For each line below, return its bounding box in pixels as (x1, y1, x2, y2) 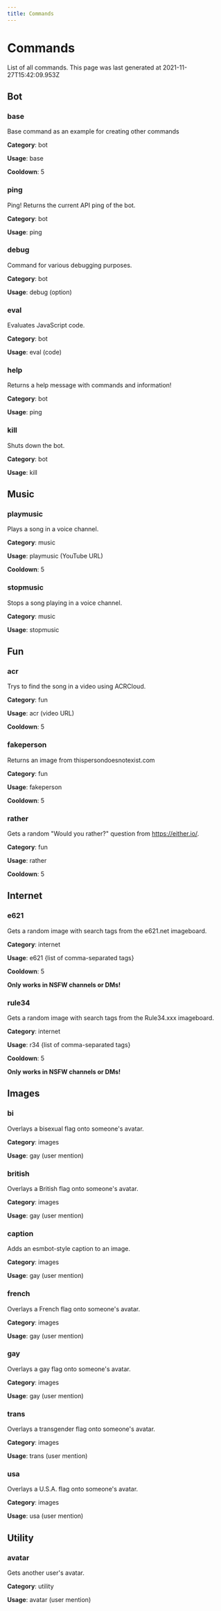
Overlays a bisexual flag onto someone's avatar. (7, 1124, 144, 1133)
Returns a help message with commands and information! (7, 381, 172, 389)
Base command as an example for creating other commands (7, 127, 179, 136)
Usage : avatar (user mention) (7, 1596, 91, 1604)
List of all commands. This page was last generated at (7, 63, 161, 72)
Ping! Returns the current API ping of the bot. (7, 201, 136, 209)
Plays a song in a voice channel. (7, 525, 99, 533)
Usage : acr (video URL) (7, 709, 75, 718)
